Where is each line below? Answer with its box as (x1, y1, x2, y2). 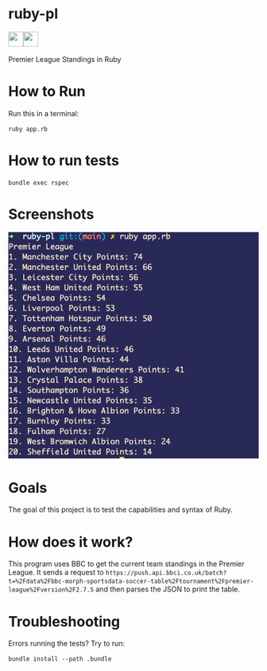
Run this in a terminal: (8, 108, 79, 118)
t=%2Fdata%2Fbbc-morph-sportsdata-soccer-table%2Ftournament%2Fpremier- (8, 578, 254, 586)
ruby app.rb (8, 125, 48, 133)
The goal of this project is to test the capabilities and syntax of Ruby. (8, 505, 233, 514)
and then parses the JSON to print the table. (95, 584, 241, 594)
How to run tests (8, 152, 119, 170)
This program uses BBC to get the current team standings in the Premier (8, 559, 245, 569)
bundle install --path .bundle (8, 655, 112, 663)
